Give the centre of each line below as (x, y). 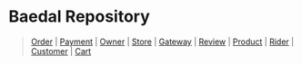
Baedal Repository (80, 17)
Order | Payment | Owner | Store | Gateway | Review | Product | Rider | (162, 42)
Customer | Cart (61, 51)
